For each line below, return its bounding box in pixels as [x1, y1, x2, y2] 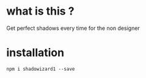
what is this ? [6, 4, 75, 18]
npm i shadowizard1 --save [6, 66, 75, 72]
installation [6, 46, 65, 60]
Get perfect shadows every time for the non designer [6, 24, 141, 32]
